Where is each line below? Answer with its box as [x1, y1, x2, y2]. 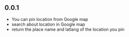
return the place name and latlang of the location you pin [11, 26, 125, 32]
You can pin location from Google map [11, 16, 88, 22]
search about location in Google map [11, 21, 86, 27]
